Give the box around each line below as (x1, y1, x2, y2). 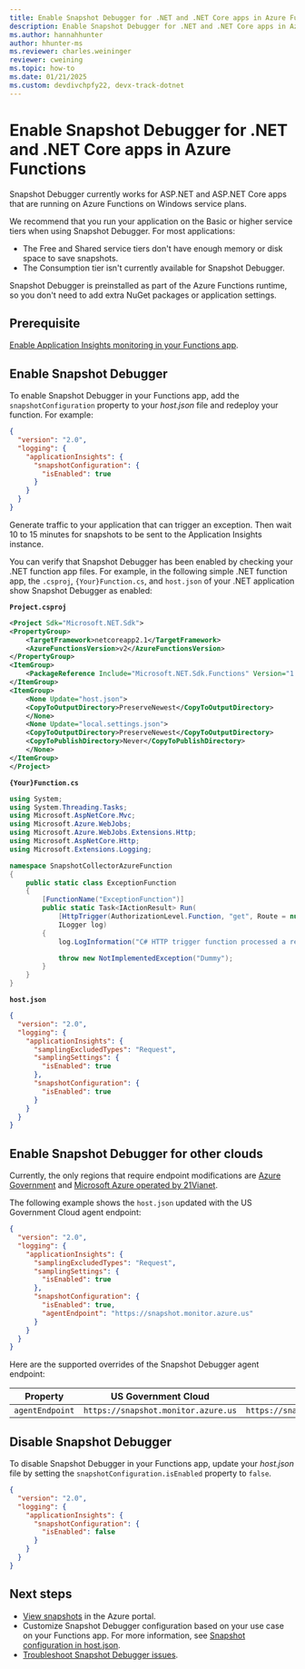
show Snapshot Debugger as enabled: (9, 584, 152, 595)
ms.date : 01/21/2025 (9, 73, 88, 82)
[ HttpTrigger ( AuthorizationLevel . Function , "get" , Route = (57, 912, 286, 921)
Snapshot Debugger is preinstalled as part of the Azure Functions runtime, (9, 280, 288, 290)
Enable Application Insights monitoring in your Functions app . (9, 339, 239, 350)
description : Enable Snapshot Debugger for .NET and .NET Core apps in (9, 22, 286, 31)
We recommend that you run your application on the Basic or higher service (9, 215, 293, 227)
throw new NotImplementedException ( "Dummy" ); (57, 954, 233, 963)
